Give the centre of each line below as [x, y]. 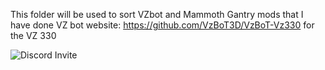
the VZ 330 [33, 35]
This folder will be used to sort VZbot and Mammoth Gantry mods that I [157, 14]
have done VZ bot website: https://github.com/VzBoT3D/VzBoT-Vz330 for [162, 25]
